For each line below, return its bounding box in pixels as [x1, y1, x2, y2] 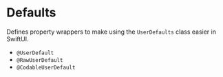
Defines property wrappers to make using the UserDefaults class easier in [6, 27, 216, 36]
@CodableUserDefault [16, 64, 76, 71]
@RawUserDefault [16, 56, 63, 63]
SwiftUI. [6, 34, 29, 43]
